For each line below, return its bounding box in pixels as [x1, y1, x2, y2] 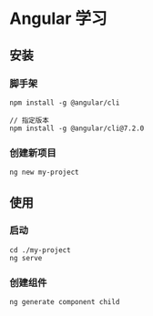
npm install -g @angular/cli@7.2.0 [9, 124, 145, 133]
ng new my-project [9, 168, 79, 178]
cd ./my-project [9, 245, 71, 255]
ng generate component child [9, 298, 120, 307]
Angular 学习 [9, 8, 107, 29]
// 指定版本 [9, 116, 50, 125]
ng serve [9, 253, 43, 262]
